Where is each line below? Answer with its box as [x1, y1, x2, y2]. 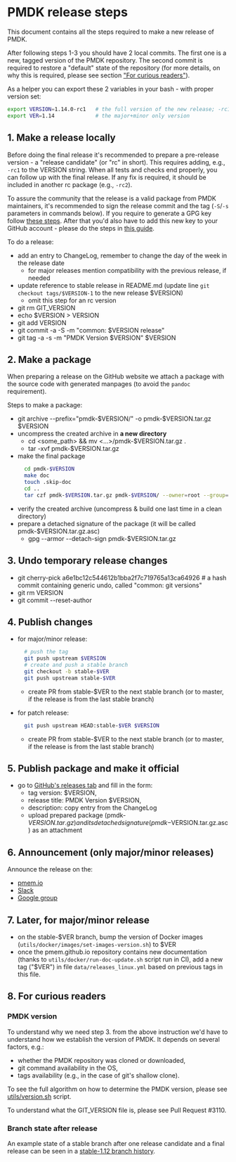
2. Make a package [7, 353, 91, 366]
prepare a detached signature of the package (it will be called [17, 519, 196, 528]
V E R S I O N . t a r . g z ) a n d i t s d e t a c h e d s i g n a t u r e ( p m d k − [27, 819, 172, 827]
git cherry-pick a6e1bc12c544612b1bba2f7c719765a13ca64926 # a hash [17, 573, 227, 582]
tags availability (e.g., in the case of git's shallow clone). [17, 1071, 181, 1080]
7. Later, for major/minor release [7, 914, 150, 926]
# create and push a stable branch [24, 662, 129, 669]
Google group [17, 894, 58, 902]
